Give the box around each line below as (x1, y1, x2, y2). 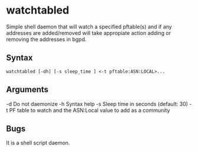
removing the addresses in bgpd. (6, 35, 87, 43)
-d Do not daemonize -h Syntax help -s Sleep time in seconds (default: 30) (6, 100, 188, 107)
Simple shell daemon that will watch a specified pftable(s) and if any (6, 23, 173, 30)
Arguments (6, 85, 49, 95)
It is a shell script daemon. (6, 140, 70, 147)
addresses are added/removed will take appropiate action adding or (6, 29, 171, 36)
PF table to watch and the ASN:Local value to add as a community (9, 106, 170, 114)
